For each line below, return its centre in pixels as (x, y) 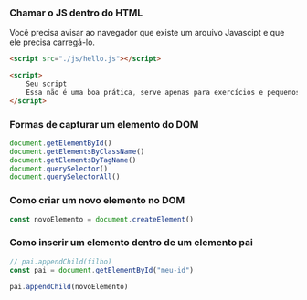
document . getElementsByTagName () (73, 160)
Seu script (47, 84)
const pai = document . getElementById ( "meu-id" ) (102, 270)
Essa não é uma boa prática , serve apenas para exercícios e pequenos (163, 92)
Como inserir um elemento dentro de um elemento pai (131, 243)
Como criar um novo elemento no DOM (97, 201)
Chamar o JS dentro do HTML (76, 13)
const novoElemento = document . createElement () (102, 219)
